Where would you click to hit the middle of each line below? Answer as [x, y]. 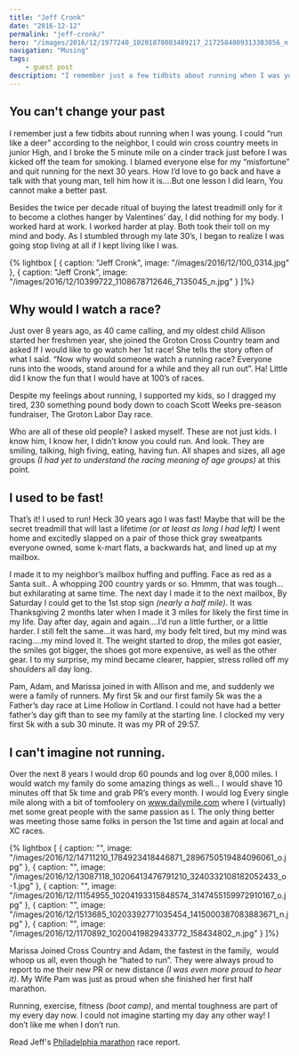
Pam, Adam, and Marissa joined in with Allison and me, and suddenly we [142, 687]
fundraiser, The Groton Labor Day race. [81, 415]
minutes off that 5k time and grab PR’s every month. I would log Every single [149, 793]
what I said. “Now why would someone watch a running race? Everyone [141, 359]
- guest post [49, 68]
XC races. [27, 831]
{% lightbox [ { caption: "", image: [71, 848]
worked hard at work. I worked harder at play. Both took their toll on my [140, 226]
